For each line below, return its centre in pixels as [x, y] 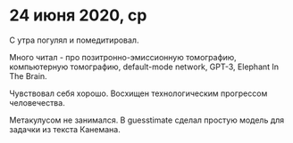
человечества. [37, 102]
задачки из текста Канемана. [65, 129]
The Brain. [28, 75]
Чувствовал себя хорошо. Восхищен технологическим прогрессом [138, 93]
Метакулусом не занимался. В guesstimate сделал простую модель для [147, 120]
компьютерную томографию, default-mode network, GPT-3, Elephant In [144, 67]
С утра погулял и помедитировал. [74, 40]
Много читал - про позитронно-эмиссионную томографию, [123, 57]
